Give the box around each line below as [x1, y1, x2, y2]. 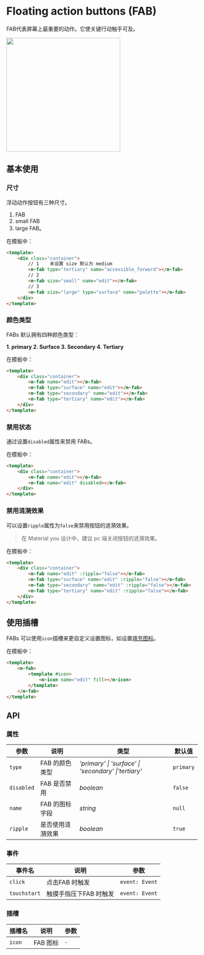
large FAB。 [15, 224, 45, 232]
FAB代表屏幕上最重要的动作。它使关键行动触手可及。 [6, 25, 138, 32]
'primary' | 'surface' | [79, 759, 141, 768]
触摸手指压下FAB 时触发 [46, 889, 114, 898]
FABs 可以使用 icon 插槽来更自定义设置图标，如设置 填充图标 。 [6, 635, 159, 642]
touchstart [9, 890, 41, 897]
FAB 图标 [33, 938, 59, 946]
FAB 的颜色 [40, 759, 72, 767]
